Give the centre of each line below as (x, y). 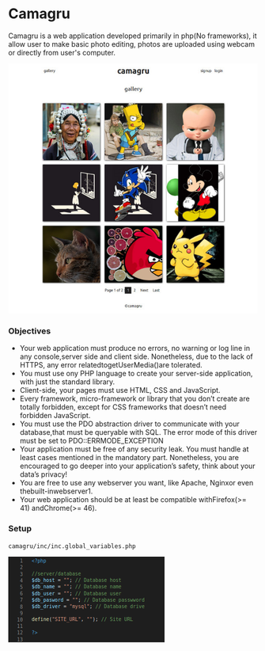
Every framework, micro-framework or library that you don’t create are (135, 399)
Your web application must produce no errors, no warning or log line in (135, 348)
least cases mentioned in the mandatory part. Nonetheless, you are (129, 458)
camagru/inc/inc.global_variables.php (72, 546)
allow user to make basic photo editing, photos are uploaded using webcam (132, 44)
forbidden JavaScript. (55, 416)
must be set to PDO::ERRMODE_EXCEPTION (91, 441)
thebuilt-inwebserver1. (56, 491)
